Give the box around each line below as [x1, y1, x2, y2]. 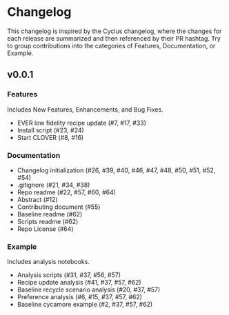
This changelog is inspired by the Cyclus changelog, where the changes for [7, 27, 222, 35]
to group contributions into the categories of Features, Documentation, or [7, 41, 216, 50]
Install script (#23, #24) [17, 125, 84, 134]
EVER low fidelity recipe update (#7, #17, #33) [17, 119, 147, 127]
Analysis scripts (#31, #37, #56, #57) [17, 271, 121, 279]
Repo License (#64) [17, 225, 74, 233]
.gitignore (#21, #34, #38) [17, 181, 90, 189]
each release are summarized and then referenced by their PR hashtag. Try [7, 34, 221, 42]
